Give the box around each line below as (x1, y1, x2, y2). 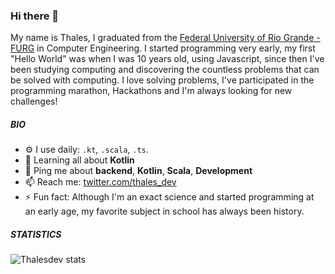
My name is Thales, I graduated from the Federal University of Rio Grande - (10, 32, 321, 44)
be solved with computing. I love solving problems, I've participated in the (10, 74, 315, 86)
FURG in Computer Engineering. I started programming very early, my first (10, 42, 316, 54)
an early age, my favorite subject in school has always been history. (24, 205, 305, 218)
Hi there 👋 (10, 9, 60, 23)
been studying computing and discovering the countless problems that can (10, 64, 320, 76)
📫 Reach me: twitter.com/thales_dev (24, 176, 177, 188)
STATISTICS (10, 228, 62, 240)
